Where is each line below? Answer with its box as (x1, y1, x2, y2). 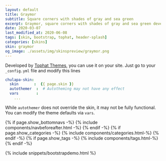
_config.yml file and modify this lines (5, 67, 81, 73)
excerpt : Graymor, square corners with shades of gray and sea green (5, 21, 152, 26)
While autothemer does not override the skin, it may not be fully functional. (5, 105, 156, 110)
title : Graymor (5, 12, 37, 17)
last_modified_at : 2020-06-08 (5, 30, 68, 35)
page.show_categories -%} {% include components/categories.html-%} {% (5, 130, 160, 136)
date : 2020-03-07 (5, 26, 41, 31)
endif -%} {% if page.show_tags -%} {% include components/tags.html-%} (5, 135, 159, 141)
